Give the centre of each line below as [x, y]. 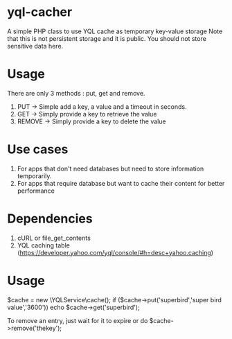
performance [36, 191]
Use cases [38, 149]
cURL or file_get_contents [54, 238]
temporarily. [34, 176]
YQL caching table [44, 245]
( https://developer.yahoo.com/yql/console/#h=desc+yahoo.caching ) [115, 252]
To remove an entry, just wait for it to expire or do [78, 320]
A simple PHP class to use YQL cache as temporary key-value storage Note [115, 31]
